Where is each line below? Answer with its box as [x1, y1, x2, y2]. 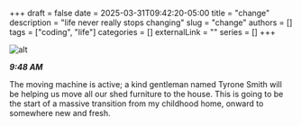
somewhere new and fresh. [9, 108, 111, 118]
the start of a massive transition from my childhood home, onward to [9, 98, 264, 109]
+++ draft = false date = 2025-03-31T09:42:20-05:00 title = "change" [9, 8, 270, 18]
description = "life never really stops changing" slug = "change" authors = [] [9, 17, 293, 28]
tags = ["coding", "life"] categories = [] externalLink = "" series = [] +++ [9, 27, 277, 37]
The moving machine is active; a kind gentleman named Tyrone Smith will [9, 79, 282, 89]
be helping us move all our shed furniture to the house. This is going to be [9, 89, 284, 99]
